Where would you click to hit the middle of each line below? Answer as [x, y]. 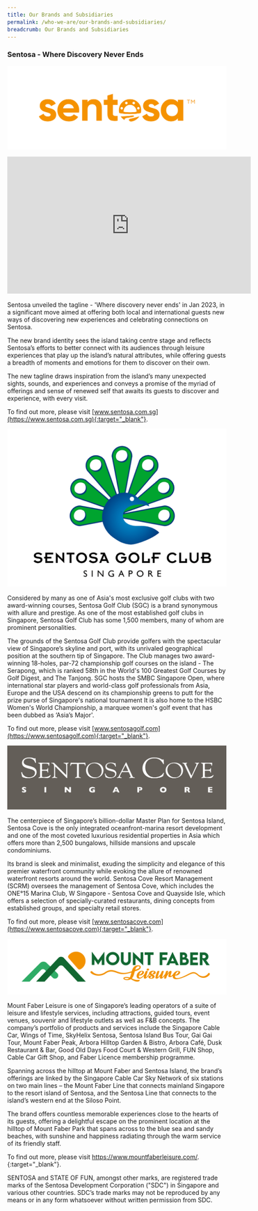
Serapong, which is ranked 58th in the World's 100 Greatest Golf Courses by [116, 671]
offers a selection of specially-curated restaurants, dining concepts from [111, 901]
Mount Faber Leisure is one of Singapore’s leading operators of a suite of [112, 1006]
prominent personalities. [42, 628]
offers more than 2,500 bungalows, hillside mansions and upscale [102, 843]
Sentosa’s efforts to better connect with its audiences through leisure [106, 348]
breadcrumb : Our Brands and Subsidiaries [68, 29]
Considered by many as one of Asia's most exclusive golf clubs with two [111, 598]
